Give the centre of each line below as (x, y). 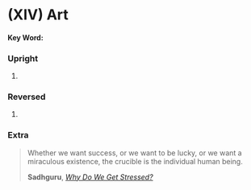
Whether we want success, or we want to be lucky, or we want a (135, 153)
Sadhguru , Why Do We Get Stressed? (90, 177)
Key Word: (25, 37)
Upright (23, 58)
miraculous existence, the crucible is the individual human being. (135, 161)
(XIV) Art (38, 15)
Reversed (27, 97)
